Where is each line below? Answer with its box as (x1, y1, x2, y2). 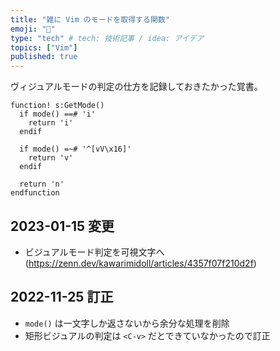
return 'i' (28, 118, 74, 128)
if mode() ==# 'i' (19, 109, 97, 120)
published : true (10, 52, 78, 62)
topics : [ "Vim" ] (10, 42, 78, 53)
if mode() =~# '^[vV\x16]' (19, 144, 132, 155)
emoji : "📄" (10, 24, 56, 34)
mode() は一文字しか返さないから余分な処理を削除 (24, 317, 230, 329)
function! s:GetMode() (10, 101, 105, 111)
